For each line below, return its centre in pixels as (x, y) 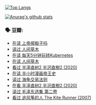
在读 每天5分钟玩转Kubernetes (42, 55)
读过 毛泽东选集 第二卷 (34, 91)
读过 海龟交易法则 (30, 79)
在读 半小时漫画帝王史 (34, 74)
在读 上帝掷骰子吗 (30, 43)
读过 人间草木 (25, 49)
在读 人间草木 (25, 61)
